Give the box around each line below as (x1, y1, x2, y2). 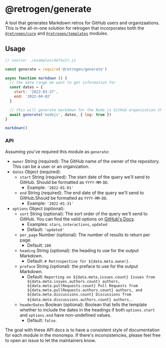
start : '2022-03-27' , (14, 89, 58, 94)
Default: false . (27, 317, 57, 323)
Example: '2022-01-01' (27, 184, 74, 190)
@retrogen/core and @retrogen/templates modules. (5, 30, 109, 36)
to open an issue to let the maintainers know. (5, 337, 96, 343)
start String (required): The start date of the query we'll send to (19, 174, 150, 180)
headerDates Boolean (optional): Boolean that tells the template (19, 302, 147, 307)
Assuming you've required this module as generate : (5, 148, 110, 154)
